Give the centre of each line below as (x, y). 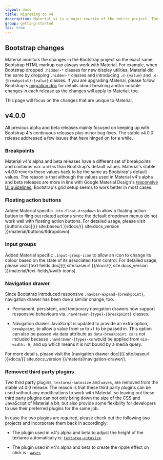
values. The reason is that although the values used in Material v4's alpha (79, 177)
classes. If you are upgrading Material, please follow (102, 80)
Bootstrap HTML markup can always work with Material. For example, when (81, 65)
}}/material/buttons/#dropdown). (38, 231)
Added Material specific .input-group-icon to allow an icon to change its (78, 255)
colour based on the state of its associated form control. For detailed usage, (81, 260)
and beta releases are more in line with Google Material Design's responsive (81, 182)
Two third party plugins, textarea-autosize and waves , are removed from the (81, 383)
